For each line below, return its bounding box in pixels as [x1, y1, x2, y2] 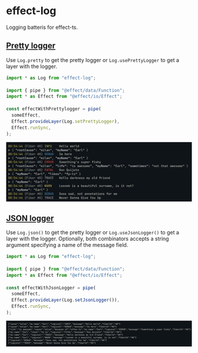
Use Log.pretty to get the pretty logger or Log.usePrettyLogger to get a [6, 56, 180, 63]
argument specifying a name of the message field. [6, 241, 128, 249]
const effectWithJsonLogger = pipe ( [6, 285, 96, 290]
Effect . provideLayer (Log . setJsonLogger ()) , [11, 297, 120, 303]
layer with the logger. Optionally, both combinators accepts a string [6, 235, 169, 243]
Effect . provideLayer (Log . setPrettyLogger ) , [11, 118, 120, 125]
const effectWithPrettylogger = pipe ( [6, 106, 101, 112]
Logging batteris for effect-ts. [6, 24, 78, 31]
